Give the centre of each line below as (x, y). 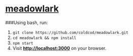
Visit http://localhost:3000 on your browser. (59, 48)
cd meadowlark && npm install (45, 38)
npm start (23, 43)
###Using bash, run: (27, 22)
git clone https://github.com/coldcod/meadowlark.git (70, 32)
